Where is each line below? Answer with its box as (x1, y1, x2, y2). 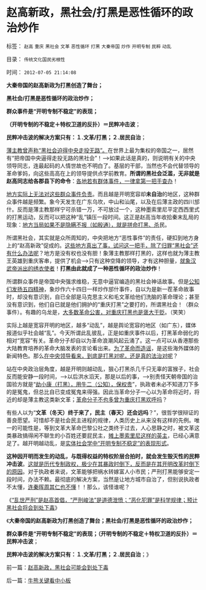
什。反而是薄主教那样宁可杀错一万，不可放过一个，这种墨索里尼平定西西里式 (6, 205, 200, 213)
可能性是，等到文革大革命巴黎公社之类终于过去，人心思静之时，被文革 (17, 424, 194, 431)
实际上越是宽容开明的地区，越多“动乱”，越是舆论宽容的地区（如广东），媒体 (6, 321, 197, 329)
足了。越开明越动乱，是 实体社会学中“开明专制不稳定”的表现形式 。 (6, 439, 173, 446)
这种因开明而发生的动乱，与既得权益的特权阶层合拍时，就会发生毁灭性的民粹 (6, 452, 200, 460)
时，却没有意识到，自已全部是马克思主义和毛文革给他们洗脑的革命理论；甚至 (6, 293, 200, 301)
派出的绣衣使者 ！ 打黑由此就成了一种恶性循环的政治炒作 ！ (17, 264, 162, 272)
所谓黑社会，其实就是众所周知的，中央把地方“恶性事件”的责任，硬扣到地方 (6, 234, 194, 241)
